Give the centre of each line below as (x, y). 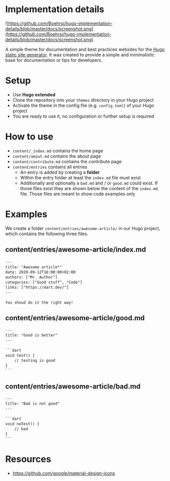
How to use (29, 137)
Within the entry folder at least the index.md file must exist (80, 177)
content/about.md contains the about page (57, 156)
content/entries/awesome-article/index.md (76, 250)
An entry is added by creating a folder (60, 172)
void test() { (20, 356)
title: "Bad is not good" (32, 404)
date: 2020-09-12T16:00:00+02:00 (40, 272)
